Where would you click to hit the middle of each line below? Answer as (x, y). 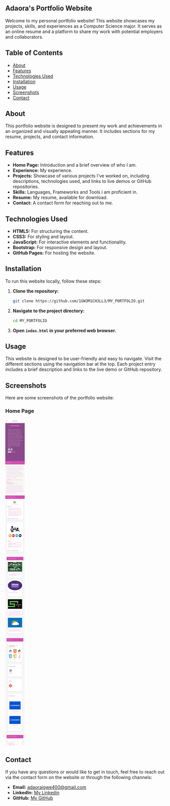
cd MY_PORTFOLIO (30, 320)
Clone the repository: (36, 291)
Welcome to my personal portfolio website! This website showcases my (80, 20)
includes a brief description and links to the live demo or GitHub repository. (84, 369)
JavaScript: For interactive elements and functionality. (70, 242)
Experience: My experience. (42, 171)
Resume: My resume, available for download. (60, 198)
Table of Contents (34, 53)
